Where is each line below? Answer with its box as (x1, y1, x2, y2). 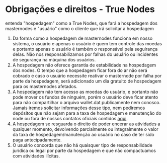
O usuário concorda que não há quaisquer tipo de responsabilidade (12, 142, 152, 148)
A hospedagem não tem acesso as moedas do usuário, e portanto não (12, 89, 158, 95)
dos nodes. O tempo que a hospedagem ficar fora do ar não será (12, 67, 147, 73)
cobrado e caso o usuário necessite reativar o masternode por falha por (12, 72, 162, 78)
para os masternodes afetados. (12, 83, 78, 89)
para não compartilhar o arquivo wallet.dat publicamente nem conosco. (12, 99, 161, 105)
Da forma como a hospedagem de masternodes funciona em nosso (12, 35, 153, 41)
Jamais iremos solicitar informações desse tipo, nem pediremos (12, 105, 145, 111)
